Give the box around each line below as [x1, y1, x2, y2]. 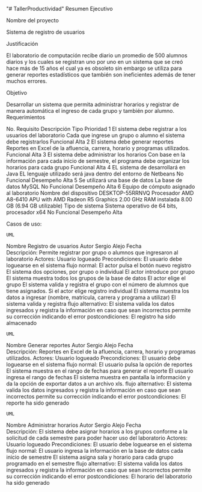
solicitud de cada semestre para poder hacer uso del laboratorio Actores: [6, 434, 188, 441]
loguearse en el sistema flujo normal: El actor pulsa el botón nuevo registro [6, 262, 192, 269]
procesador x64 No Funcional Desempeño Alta [6, 209, 123, 216]
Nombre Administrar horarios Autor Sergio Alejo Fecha [6, 421, 141, 429]
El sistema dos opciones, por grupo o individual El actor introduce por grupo [6, 268, 195, 275]
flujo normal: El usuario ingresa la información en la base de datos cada [6, 447, 183, 454]
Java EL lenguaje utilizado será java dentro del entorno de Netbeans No [6, 170, 184, 177]
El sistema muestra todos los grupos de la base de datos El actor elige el [6, 274, 186, 282]
